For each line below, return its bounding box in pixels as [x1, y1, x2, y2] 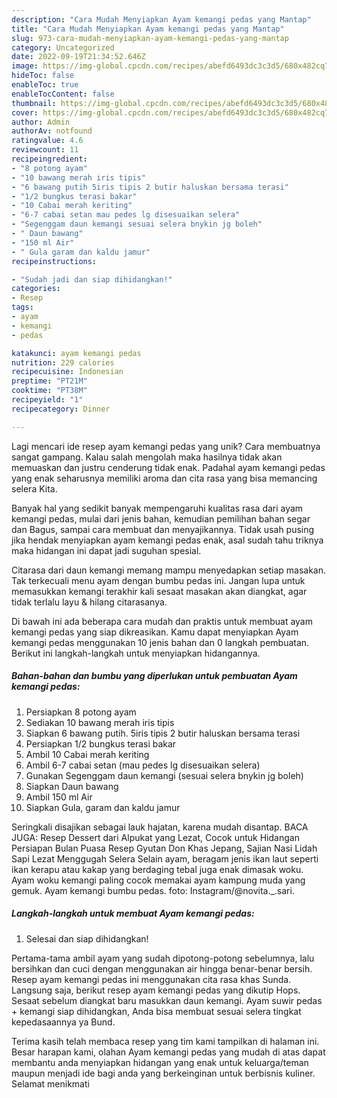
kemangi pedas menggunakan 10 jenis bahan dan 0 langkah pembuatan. [11, 636, 310, 648]
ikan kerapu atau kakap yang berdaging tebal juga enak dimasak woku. [11, 863, 304, 875]
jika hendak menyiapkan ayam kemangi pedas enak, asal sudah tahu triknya [11, 534, 324, 546]
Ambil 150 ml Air [25, 791, 93, 803]
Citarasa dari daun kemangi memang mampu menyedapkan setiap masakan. [11, 564, 327, 576]
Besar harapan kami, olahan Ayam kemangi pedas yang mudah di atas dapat [11, 1046, 326, 1058]
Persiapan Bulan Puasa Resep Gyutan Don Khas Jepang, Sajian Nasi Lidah [11, 842, 318, 854]
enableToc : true [11, 80, 79, 90]
